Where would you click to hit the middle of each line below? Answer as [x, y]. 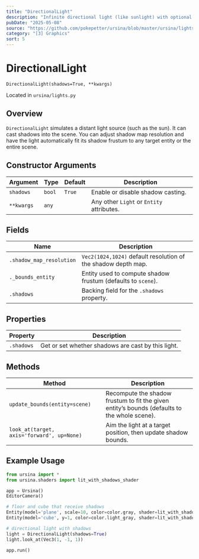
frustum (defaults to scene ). [120, 281]
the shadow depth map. [115, 264]
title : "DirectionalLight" [39, 12]
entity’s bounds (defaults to [144, 408]
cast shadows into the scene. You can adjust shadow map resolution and [95, 134]
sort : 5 [16, 39]
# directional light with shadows [49, 528]
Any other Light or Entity [127, 202]
